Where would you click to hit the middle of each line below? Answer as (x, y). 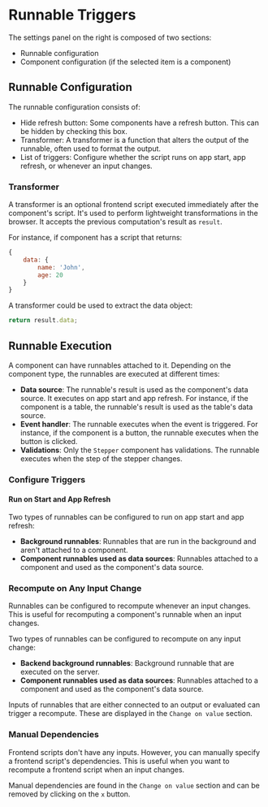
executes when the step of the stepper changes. (101, 458)
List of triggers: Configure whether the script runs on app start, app (133, 157)
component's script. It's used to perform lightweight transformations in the (133, 214)
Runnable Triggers (72, 15)
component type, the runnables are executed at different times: (115, 373)
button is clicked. (49, 441)
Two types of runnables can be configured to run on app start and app (126, 517)
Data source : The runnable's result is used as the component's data (134, 389)
